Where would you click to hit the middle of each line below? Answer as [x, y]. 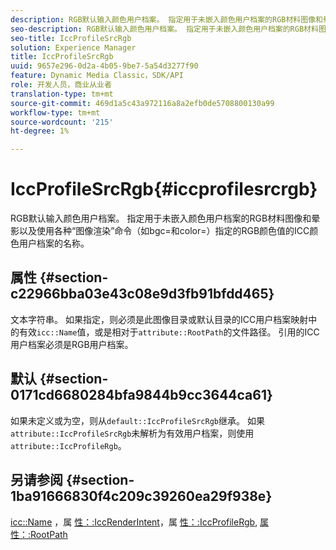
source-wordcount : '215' [62, 122]
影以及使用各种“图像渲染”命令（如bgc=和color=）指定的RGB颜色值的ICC [160, 231]
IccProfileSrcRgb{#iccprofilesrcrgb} [164, 189]
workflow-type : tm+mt [55, 112]
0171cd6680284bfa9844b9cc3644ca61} [141, 395]
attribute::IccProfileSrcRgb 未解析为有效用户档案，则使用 [132, 433]
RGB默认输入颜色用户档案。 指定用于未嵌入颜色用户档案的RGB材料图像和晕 [165, 218]
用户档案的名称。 [54, 243]
